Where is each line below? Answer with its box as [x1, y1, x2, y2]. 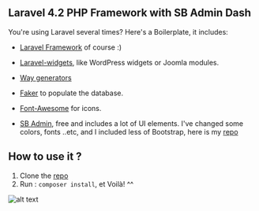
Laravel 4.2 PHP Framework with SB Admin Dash [8, 6, 251, 20]
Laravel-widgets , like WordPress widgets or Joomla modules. [19, 57, 220, 67]
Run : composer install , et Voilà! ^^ [19, 179, 134, 188]
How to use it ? [8, 150, 82, 164]
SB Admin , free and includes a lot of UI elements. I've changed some [19, 118, 244, 128]
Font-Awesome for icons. [19, 103, 102, 113]
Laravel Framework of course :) [19, 43, 122, 52]
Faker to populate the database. [19, 88, 124, 98]
